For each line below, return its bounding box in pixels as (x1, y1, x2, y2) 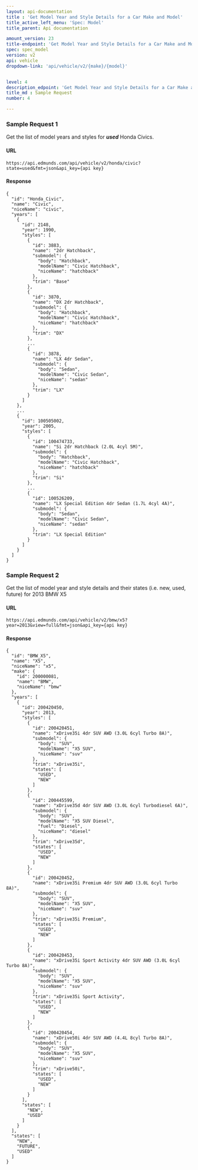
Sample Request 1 (6, 120, 58, 128)
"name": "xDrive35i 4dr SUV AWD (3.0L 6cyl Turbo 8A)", (32, 730, 173, 736)
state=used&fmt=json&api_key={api (6, 165, 91, 171)
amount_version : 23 (6, 36, 54, 42)
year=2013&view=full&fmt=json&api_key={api (6, 622, 115, 628)
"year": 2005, (21, 423, 57, 429)
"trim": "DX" (32, 330, 65, 336)
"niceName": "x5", (11, 663, 57, 670)
